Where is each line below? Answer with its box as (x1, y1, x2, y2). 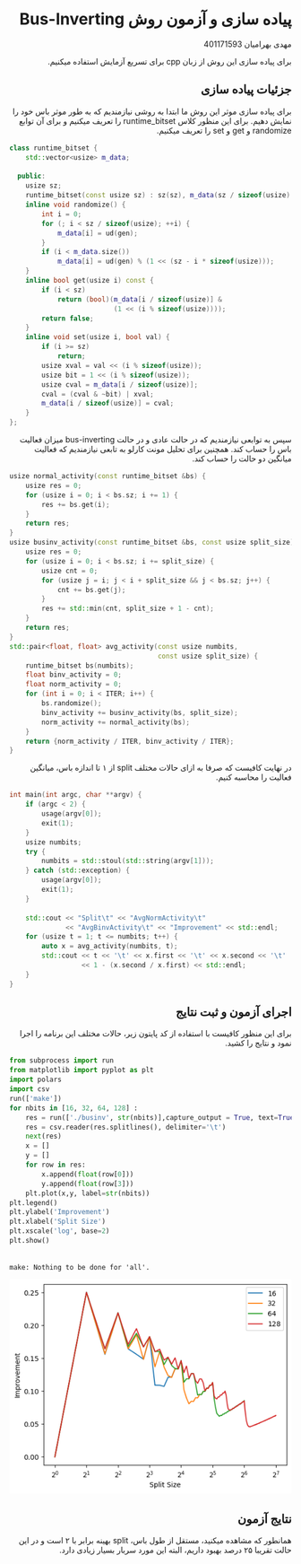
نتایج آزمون (236, 1511, 292, 1526)
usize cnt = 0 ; (41, 566, 99, 575)
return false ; (41, 314, 94, 323)
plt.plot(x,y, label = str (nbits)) (25, 1189, 150, 1198)
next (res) (25, 1131, 63, 1141)
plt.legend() (9, 1198, 58, 1207)
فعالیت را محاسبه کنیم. (215, 772, 292, 782)
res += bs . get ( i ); (41, 500, 110, 509)
